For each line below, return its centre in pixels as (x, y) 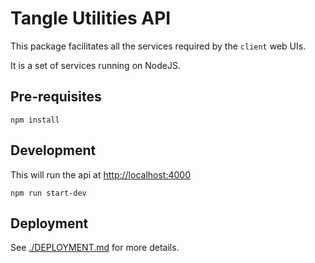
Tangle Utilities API (91, 18)
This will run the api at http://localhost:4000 (100, 174)
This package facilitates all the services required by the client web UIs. (158, 46)
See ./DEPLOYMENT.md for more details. (95, 248)
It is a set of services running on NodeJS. (95, 65)
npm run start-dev (48, 193)
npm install (35, 120)
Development (53, 150)
